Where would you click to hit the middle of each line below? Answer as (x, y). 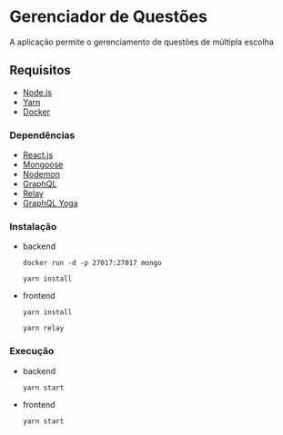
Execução (32, 351)
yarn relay (43, 329)
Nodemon (41, 174)
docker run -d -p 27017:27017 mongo (92, 263)
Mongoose (43, 164)
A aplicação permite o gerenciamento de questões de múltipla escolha (142, 42)
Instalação (33, 226)
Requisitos (40, 70)
